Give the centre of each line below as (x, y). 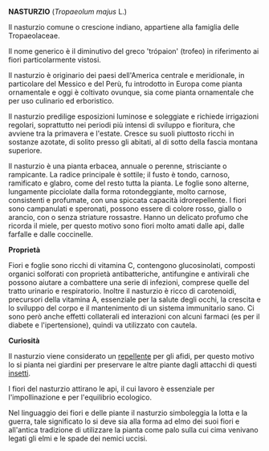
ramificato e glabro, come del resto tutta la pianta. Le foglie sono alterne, (128, 183)
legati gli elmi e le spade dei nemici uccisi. (78, 438)
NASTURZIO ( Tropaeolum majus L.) (67, 12)
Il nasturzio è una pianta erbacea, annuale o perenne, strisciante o (118, 166)
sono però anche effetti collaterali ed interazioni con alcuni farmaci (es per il (134, 317)
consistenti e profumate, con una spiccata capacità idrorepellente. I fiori (127, 200)
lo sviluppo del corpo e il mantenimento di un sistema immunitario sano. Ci (131, 308)
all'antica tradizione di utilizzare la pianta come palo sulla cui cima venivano (133, 430)
